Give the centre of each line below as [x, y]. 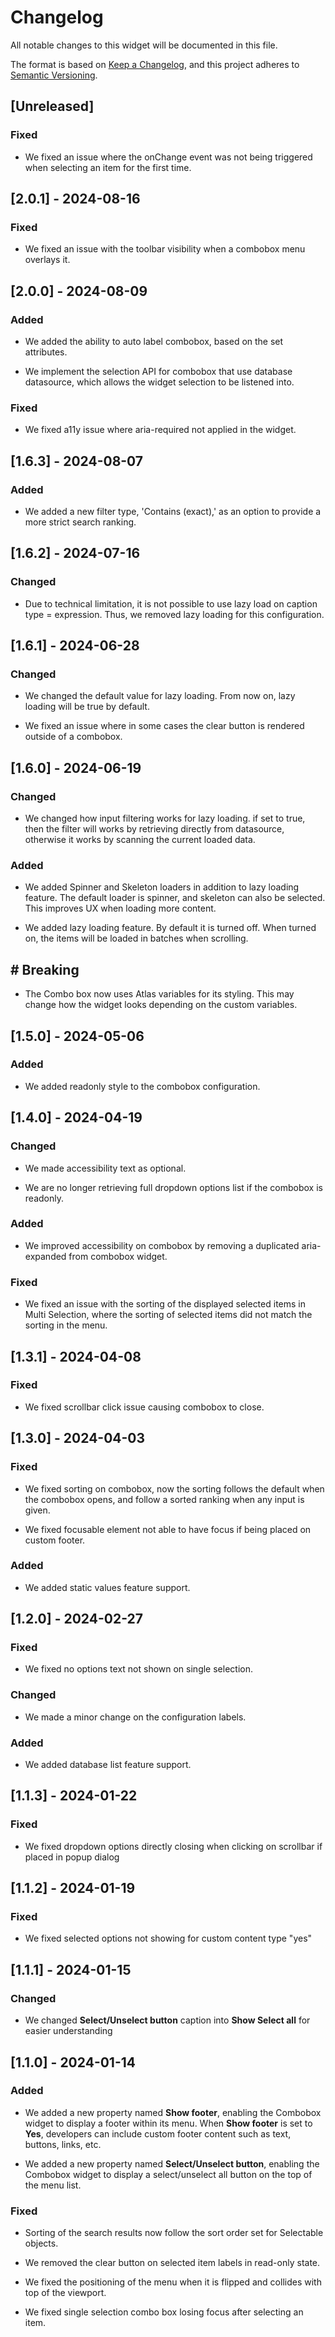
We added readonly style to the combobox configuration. [142, 1086]
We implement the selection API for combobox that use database [158, 371]
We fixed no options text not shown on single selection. [138, 1669]
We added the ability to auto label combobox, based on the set [154, 341]
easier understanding [68, 2031]
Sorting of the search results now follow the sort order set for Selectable [174, 2233]
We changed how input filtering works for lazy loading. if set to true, [165, 818]
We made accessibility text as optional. [105, 1168]
